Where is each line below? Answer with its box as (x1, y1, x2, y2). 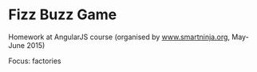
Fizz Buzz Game (8, 6, 117, 24)
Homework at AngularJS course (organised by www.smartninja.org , (8, 32, 230, 42)
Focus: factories (8, 56, 61, 66)
